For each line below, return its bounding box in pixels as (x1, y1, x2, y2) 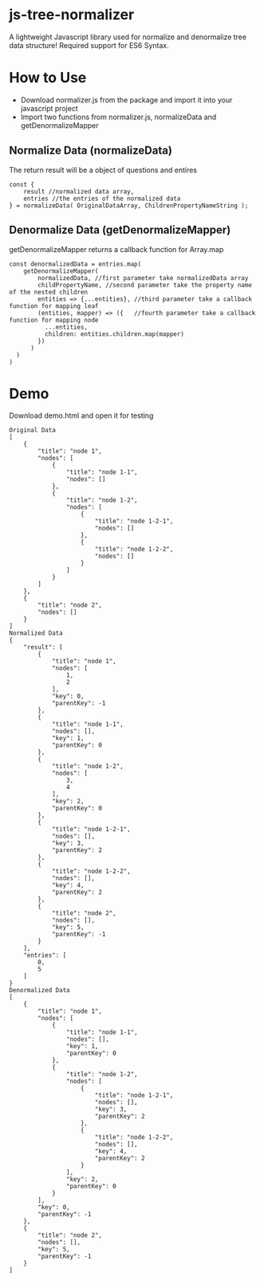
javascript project (20, 103, 78, 113)
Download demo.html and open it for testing (9, 410, 154, 421)
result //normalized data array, (23, 187, 135, 195)
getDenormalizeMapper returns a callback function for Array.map (9, 244, 224, 254)
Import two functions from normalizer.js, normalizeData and (20, 112, 217, 122)
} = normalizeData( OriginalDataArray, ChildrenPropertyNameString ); (9, 202, 249, 210)
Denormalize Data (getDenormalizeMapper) (9, 223, 231, 237)
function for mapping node (9, 316, 99, 324)
